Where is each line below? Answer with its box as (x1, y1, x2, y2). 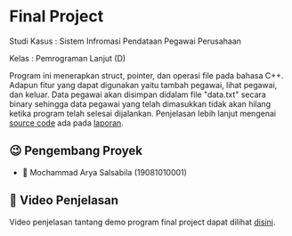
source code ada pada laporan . (9, 118, 125, 128)
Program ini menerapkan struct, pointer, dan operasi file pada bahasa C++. (9, 69, 284, 81)
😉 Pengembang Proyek (9, 143, 142, 159)
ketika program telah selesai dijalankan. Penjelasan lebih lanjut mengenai (9, 108, 277, 118)
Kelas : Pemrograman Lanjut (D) (9, 53, 126, 63)
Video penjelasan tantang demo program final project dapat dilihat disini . (9, 216, 276, 227)
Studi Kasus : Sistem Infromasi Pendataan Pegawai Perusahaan (9, 36, 242, 46)
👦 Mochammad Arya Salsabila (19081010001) (21, 167, 187, 177)
